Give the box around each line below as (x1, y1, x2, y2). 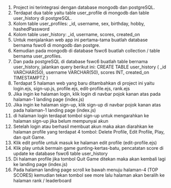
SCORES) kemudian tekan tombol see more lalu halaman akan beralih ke (13, 172, 165, 178)
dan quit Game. (13, 135, 45, 140)
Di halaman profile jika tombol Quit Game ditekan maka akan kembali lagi (13, 156, 166, 162)
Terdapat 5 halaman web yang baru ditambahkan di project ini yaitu (13, 80, 155, 86)
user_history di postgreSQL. (13, 15, 72, 21)
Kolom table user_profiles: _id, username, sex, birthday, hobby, (13, 20, 146, 26)
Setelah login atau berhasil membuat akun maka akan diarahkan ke (13, 123, 154, 129)
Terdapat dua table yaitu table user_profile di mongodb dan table (13, 10, 150, 16)
